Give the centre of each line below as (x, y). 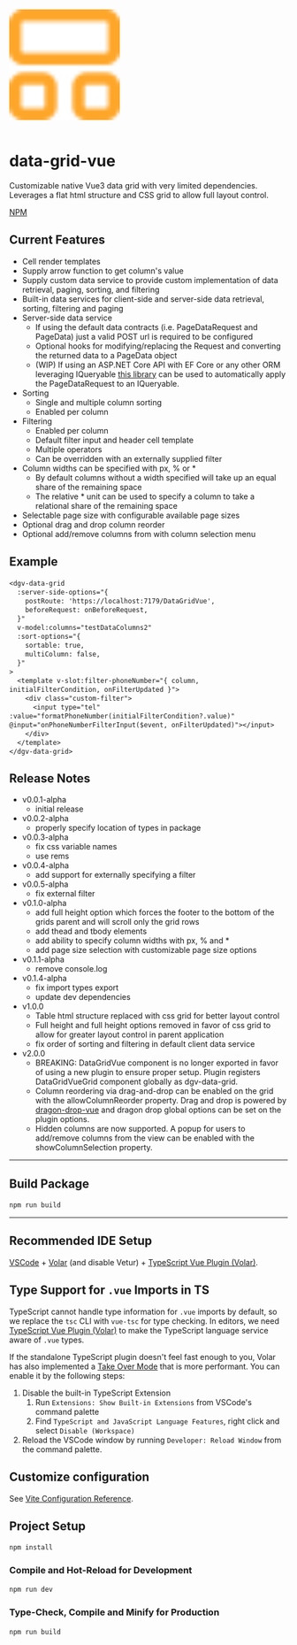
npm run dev (31, 1590)
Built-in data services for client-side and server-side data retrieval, (143, 299)
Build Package (49, 1184)
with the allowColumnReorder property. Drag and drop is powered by (161, 1101)
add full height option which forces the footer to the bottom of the (155, 912)
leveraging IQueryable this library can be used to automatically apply (160, 374)
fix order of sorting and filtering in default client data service (145, 1044)
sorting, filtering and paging (72, 308)
